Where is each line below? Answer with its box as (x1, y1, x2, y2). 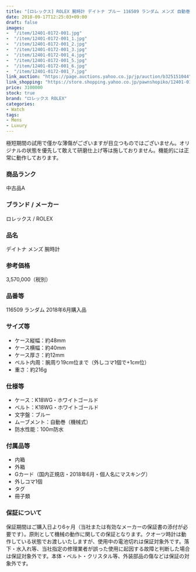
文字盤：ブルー (14, 411, 51, 418)
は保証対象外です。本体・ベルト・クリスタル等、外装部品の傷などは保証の (6, 552, 185, 559)
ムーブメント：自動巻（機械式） (14, 419, 92, 426)
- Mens (6, 118, 22, 123)
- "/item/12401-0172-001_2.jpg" (6, 42, 87, 47)
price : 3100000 (6, 85, 43, 91)
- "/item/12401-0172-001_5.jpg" (6, 57, 87, 63)
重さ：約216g (14, 366, 47, 373)
